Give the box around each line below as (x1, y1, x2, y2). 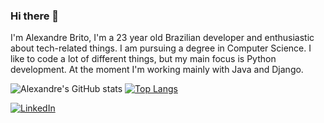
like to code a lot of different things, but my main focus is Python (10, 53, 277, 65)
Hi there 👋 (10, 9, 60, 23)
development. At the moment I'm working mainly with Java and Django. (10, 64, 304, 76)
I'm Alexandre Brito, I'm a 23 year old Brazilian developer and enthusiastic (10, 32, 315, 44)
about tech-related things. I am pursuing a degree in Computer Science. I (10, 42, 312, 54)
